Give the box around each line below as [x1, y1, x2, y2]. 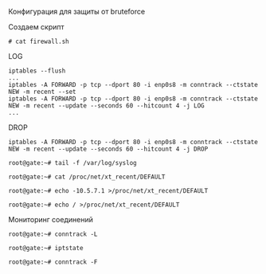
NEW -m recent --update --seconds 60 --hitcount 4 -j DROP [8, 145, 209, 153]
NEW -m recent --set [8, 88, 77, 96]
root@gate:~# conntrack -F [8, 258, 98, 266]
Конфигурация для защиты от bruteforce [8, 7, 146, 16]
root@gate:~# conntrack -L [8, 230, 98, 238]
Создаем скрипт [8, 22, 65, 31]
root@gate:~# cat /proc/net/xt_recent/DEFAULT [8, 173, 166, 181]
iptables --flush [8, 67, 66, 75]
